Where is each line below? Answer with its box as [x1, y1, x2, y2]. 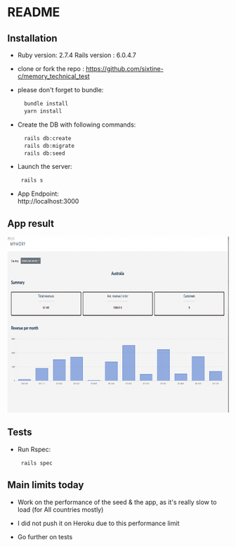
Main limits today [7, 479, 84, 491]
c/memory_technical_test [17, 72, 90, 80]
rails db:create [24, 134, 72, 142]
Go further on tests [17, 532, 73, 541]
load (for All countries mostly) [17, 505, 104, 514]
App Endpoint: [17, 189, 60, 198]
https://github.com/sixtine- [85, 65, 164, 73]
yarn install [24, 107, 63, 115]
